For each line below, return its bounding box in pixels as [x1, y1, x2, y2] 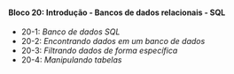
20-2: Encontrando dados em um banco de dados [20, 36, 206, 47]
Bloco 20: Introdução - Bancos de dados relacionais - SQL [8, 7, 226, 18]
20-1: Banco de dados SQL [20, 26, 121, 37]
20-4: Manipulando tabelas [20, 55, 122, 65]
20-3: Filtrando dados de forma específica [20, 45, 178, 56]
